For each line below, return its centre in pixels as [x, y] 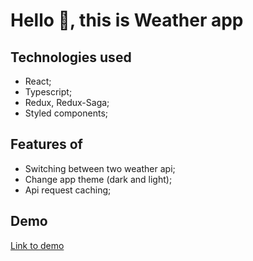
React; [38, 81]
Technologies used [71, 57]
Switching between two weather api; [100, 168]
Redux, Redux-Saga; [67, 102]
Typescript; [48, 92]
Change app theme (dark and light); [98, 179]
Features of [46, 144]
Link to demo [37, 245]
